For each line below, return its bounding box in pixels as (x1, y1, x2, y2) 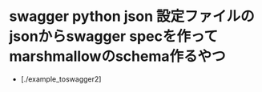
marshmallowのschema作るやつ (9, 47, 226, 66)
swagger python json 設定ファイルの (9, 7, 255, 26)
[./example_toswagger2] (20, 74, 102, 84)
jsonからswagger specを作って (9, 27, 219, 46)
